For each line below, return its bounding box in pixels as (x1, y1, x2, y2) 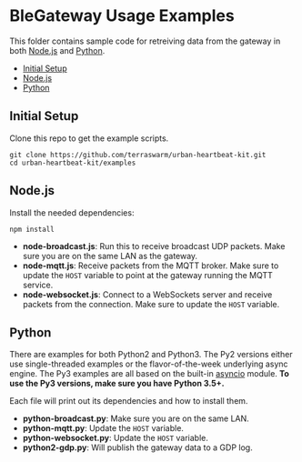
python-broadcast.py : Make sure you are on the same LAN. (22, 413, 250, 424)
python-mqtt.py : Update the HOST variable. (22, 423, 185, 434)
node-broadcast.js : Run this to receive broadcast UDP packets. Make (22, 240, 286, 251)
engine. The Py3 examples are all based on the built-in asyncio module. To (9, 368, 289, 379)
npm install (9, 225, 55, 234)
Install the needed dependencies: (9, 206, 135, 218)
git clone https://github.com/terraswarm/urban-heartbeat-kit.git (9, 150, 267, 159)
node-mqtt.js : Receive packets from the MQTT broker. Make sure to (22, 260, 279, 271)
